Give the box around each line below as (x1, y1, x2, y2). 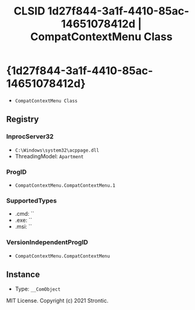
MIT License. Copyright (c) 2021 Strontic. (6, 297, 109, 305)
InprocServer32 (6, 132, 54, 141)
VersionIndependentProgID (6, 238, 89, 247)
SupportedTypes (6, 196, 57, 205)
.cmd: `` (14, 210, 34, 218)
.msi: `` (14, 223, 32, 230)
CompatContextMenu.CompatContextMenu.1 (14, 182, 116, 189)
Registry (6, 114, 39, 124)
